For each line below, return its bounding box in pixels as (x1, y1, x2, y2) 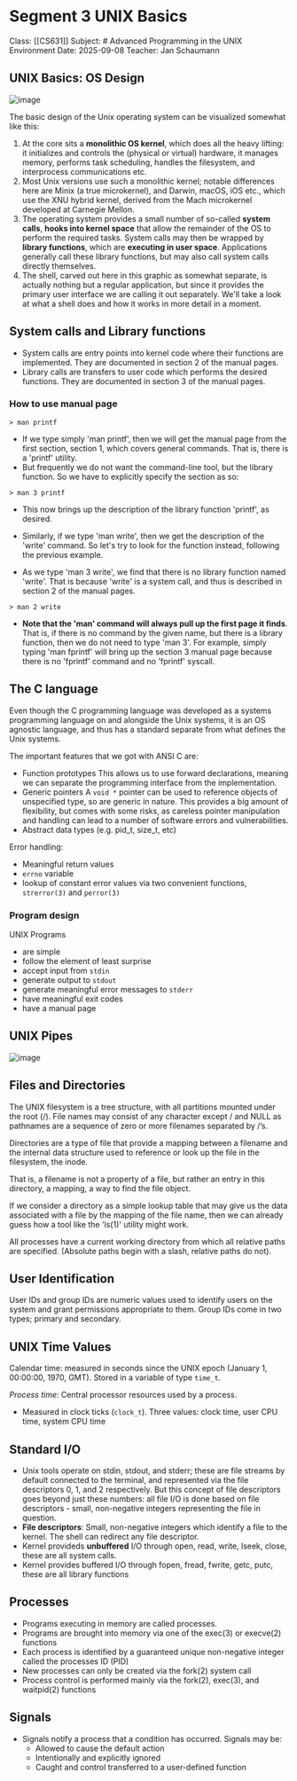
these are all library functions (21, 1569, 129, 1580)
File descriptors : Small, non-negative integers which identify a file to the (21, 1522, 288, 1533)
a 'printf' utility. (21, 452, 78, 463)
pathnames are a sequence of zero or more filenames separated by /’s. (9, 1120, 269, 1131)
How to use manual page (9, 397, 118, 410)
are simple (21, 946, 60, 957)
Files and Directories (9, 1078, 126, 1093)
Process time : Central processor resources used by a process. (9, 1390, 238, 1400)
